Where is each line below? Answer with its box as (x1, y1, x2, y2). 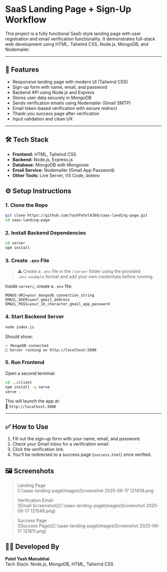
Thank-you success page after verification (12, 111, 99, 116)
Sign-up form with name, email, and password (12, 84, 107, 90)
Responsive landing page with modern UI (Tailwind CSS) (12, 79, 128, 85)
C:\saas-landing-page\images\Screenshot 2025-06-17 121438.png (17, 488, 154, 494)
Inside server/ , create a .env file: (5, 283, 73, 289)
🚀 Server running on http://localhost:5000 (5, 347, 97, 352)
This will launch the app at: (5, 398, 60, 404)
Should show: (5, 334, 33, 340)
